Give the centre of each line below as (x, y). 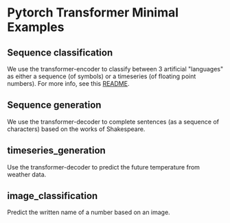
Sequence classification (60, 52)
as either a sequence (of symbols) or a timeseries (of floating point (102, 76)
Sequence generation (54, 105)
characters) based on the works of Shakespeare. (76, 129)
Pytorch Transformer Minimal (93, 13)
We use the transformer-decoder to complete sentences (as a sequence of (113, 121)
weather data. (27, 174)
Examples (36, 27)
